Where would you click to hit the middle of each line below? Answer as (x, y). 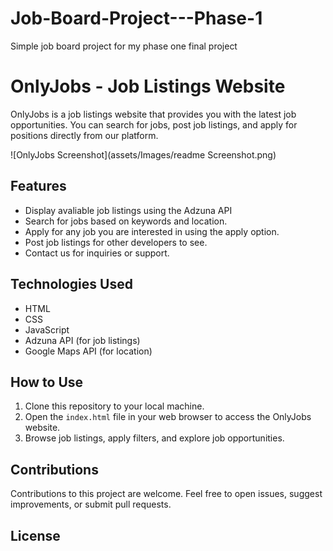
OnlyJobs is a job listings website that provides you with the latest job (153, 114)
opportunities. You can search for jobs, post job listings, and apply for (154, 124)
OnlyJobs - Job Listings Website (148, 86)
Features (38, 186)
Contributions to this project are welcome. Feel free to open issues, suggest (166, 494)
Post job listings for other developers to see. (116, 242)
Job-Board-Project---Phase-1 (136, 18)
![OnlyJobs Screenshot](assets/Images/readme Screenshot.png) (143, 154)
